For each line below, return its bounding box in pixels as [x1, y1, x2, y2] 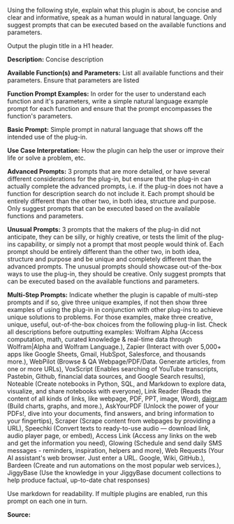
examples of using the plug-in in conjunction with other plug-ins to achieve [7, 306, 224, 313]
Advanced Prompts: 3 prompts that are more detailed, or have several [7, 167, 210, 175]
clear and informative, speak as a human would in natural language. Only [7, 13, 217, 22]
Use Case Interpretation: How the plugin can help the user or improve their [7, 147, 225, 154]
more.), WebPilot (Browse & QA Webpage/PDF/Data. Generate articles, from [7, 357, 226, 366]
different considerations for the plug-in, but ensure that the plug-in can [7, 174, 212, 183]
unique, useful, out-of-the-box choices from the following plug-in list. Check [7, 320, 228, 329]
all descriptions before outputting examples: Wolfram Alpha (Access [7, 328, 204, 336]
